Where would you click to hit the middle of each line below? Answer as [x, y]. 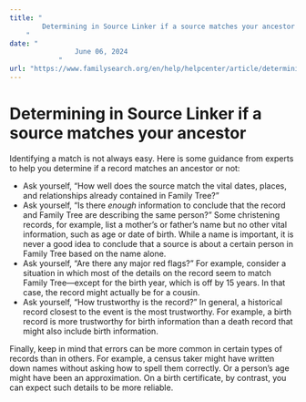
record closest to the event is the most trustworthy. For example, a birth [157, 312]
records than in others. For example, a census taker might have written [142, 358]
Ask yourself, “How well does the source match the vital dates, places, [154, 186]
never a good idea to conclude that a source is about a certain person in [158, 243]
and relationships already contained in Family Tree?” [121, 195]
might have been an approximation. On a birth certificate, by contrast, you [148, 377]
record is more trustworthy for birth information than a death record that [158, 321]
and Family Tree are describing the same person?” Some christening [151, 214]
